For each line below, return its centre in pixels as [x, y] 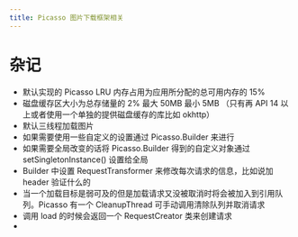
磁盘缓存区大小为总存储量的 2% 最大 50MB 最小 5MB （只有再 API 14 [150, 103]
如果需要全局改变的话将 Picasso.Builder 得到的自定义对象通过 [136, 148]
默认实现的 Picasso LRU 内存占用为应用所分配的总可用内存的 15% [144, 92]
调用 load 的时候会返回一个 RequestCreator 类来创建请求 [127, 215]
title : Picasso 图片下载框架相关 [67, 18]
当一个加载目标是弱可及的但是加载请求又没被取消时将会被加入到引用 [149, 193]
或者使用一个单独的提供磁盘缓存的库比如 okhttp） [122, 114]
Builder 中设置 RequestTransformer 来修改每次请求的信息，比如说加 [148, 170]
